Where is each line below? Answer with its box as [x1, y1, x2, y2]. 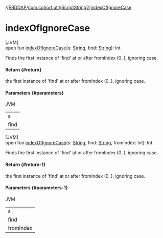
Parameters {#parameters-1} [5, 185, 68, 191]
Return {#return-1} [5, 161, 46, 168]
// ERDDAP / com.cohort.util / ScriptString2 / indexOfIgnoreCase [5, 5, 132, 10]
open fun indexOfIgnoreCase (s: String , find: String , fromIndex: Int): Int [5, 140, 152, 146]
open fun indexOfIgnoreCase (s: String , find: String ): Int [5, 45, 121, 51]
